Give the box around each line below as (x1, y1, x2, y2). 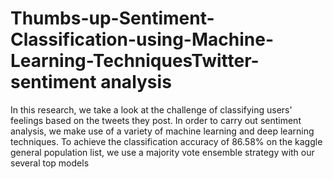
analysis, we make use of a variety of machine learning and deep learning (10, 125, 315, 137)
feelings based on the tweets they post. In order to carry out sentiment (10, 114, 302, 126)
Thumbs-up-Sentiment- (10, 7, 215, 30)
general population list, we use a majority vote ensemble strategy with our (10, 146, 315, 158)
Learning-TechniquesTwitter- (10, 50, 260, 72)
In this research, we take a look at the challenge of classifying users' (10, 103, 293, 116)
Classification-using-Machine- (10, 28, 274, 51)
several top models (10, 157, 90, 169)
